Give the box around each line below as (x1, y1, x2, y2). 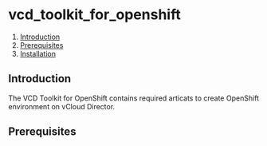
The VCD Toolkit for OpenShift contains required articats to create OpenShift (8, 93, 260, 103)
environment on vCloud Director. (8, 101, 116, 111)
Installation (19, 49, 57, 58)
